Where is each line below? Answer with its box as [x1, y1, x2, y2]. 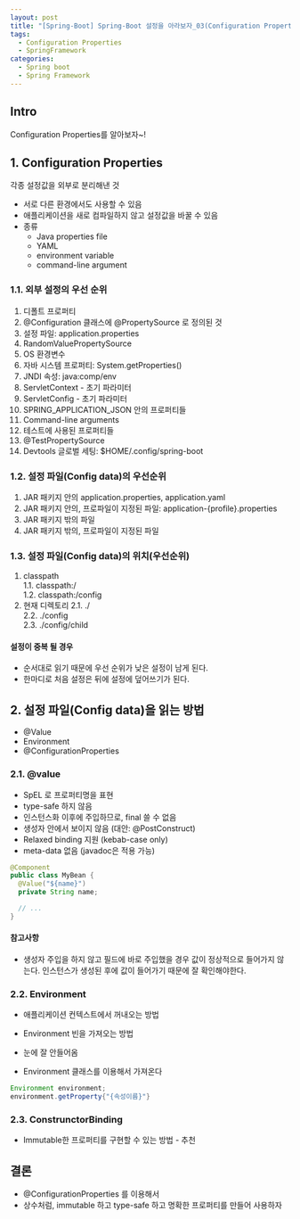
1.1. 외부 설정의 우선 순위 [10, 284, 108, 296]
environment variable [36, 251, 115, 261]
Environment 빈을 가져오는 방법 [22, 1028, 134, 1039]
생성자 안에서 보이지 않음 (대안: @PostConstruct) [22, 822, 196, 834]
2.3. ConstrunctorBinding [10, 1114, 124, 1125]
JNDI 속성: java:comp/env [22, 371, 117, 382]
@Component [10, 862, 51, 872]
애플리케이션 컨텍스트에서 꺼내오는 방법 [22, 1009, 159, 1020]
